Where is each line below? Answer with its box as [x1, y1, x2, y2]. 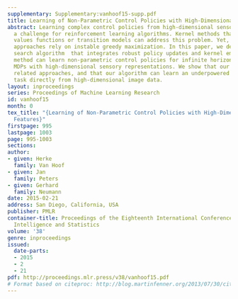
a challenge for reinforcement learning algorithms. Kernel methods [13, 30, 220, 38]
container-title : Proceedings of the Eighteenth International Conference [7, 215, 233, 222]
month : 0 [7, 103, 33, 110]
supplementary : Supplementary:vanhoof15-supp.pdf [7, 10, 157, 18]
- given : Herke [7, 155, 52, 163]
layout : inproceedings [7, 83, 74, 90]
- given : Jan [7, 168, 46, 176]
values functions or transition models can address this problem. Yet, [13, 37, 230, 44]
